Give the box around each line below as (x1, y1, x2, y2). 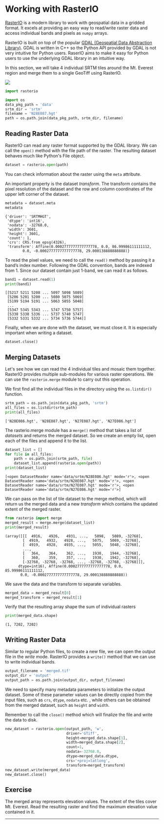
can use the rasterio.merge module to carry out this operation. (5, 376, 132, 382)
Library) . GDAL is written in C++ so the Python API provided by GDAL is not (5, 45, 157, 51)
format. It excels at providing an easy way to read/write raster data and (5, 25, 148, 30)
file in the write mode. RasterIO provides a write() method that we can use (5, 654, 156, 660)
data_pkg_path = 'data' (5, 102, 54, 107)
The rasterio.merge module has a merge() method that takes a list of (5, 427, 142, 433)
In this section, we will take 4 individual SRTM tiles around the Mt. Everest (5, 65, 153, 71)
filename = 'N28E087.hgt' (5, 111, 58, 116)
